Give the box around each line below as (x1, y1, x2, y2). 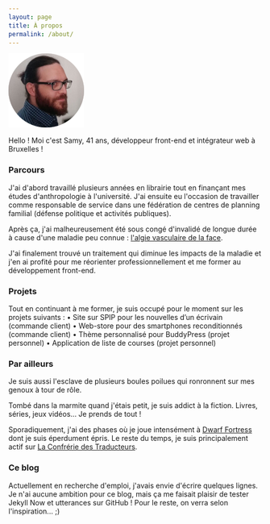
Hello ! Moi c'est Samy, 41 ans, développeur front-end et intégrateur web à (8, 135, 255, 145)
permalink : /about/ (8, 30, 74, 38)
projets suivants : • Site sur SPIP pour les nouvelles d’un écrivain (8, 312, 223, 322)
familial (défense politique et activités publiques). (8, 208, 172, 218)
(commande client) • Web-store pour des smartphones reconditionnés (8, 321, 243, 331)
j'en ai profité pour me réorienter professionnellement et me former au (8, 256, 242, 266)
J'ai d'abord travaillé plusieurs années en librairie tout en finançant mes (8, 182, 246, 193)
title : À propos (8, 21, 63, 30)
